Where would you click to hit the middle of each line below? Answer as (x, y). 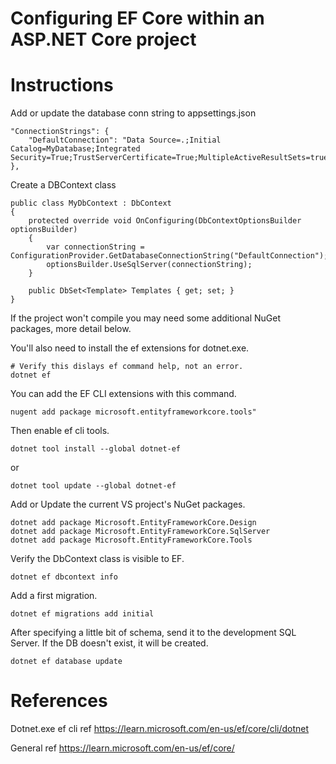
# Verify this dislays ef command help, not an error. (127, 367)
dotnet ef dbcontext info (64, 577)
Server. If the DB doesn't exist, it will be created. (109, 643)
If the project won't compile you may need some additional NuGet (146, 318)
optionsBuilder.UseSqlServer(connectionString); (149, 265)
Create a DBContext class (63, 185)
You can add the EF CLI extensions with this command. (123, 394)
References (59, 701)
